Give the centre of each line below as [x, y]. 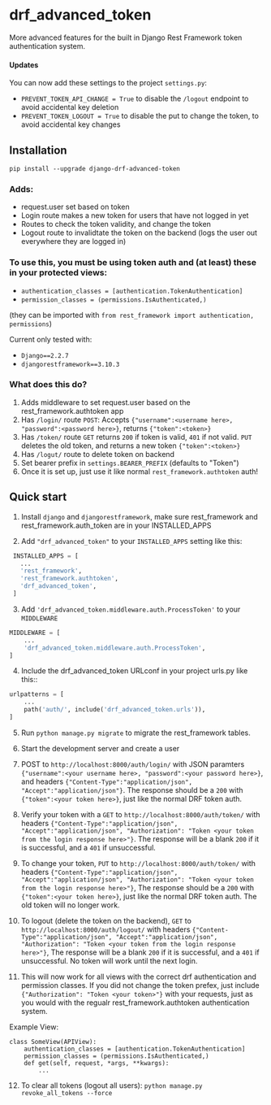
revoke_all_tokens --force [67, 1093]
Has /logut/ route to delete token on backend [98, 454]
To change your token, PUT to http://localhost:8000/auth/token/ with [138, 863]
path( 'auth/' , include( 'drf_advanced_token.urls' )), [115, 710]
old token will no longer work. [70, 905]
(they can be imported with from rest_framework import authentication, [132, 315]
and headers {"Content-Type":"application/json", [107, 781]
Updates [24, 65]
